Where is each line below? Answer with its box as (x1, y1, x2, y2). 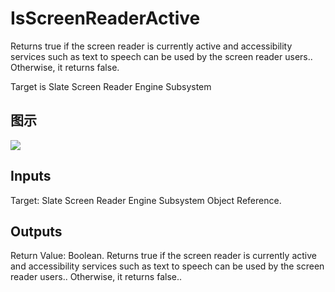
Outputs (10, 223, 63, 240)
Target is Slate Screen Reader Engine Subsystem (10, 80, 212, 92)
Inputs (10, 168, 52, 185)
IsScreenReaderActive (10, 7, 201, 30)
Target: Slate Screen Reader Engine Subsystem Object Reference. (10, 194, 282, 206)
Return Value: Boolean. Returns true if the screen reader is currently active (10, 250, 317, 262)
